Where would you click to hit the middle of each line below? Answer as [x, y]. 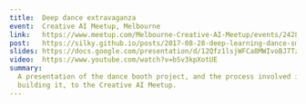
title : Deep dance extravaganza [73, 18]
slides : [24, 52]
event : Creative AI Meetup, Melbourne [85, 26]
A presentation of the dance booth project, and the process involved [154, 77]
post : [20, 43]
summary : [26, 69]
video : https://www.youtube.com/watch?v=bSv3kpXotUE [114, 60]
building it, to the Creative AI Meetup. [97, 85]
